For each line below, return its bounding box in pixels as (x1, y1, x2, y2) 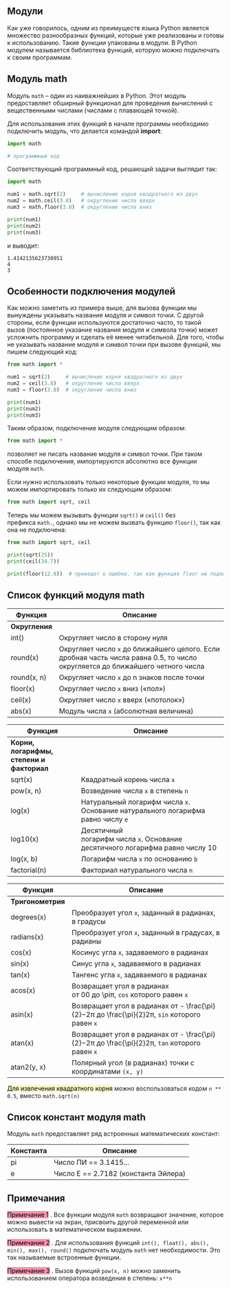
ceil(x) (10, 695, 32, 704)
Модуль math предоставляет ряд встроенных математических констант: (7, 1130, 220, 1138)
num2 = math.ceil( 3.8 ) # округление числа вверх (7, 197, 155, 204)
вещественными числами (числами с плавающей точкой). (7, 106, 179, 114)
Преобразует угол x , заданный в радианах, (71, 908, 216, 917)
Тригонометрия (10, 897, 65, 906)
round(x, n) (10, 672, 47, 682)
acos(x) (10, 986, 36, 995)
